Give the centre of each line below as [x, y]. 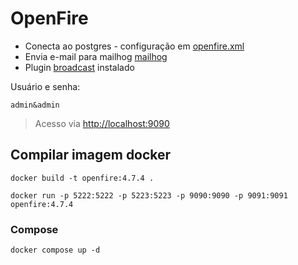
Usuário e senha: [45, 86]
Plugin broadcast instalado [79, 67]
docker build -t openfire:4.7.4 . [82, 178]
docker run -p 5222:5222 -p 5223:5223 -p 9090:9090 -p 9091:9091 [149, 195]
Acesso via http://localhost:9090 [102, 123]
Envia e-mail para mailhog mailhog [96, 56]
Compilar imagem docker [91, 155]
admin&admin [35, 105]
